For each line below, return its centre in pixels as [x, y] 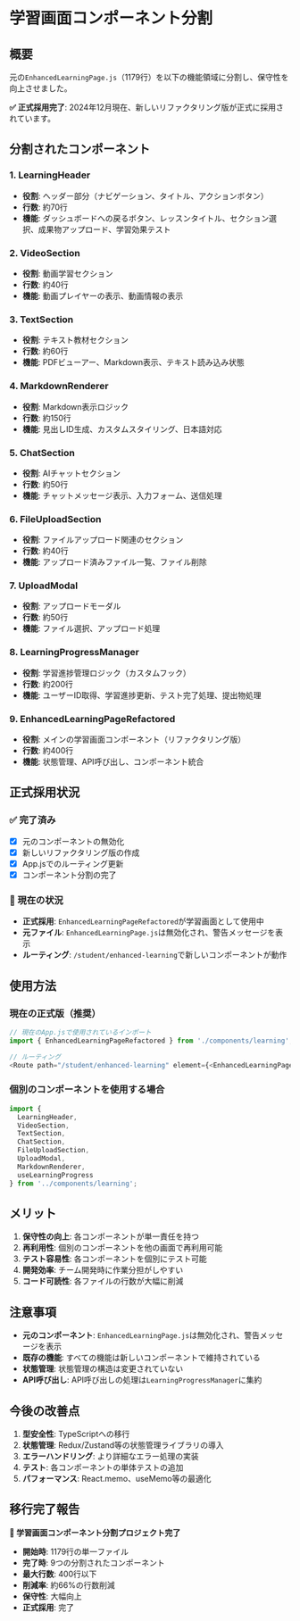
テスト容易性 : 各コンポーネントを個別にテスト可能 [114, 1259]
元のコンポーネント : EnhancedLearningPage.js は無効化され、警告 [141, 1335]
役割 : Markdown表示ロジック [75, 406]
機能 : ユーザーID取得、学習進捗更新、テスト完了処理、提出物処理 [142, 695]
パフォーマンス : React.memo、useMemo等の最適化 [117, 1478]
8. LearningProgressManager [75, 653]
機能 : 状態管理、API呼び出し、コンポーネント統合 [113, 762]
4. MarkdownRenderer [59, 387]
